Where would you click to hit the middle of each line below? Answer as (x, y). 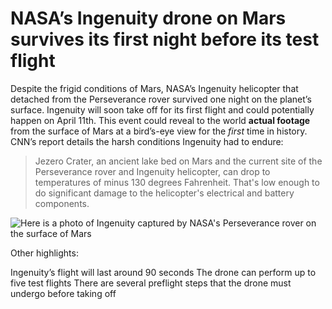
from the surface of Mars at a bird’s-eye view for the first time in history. (159, 131)
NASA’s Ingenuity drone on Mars (148, 18)
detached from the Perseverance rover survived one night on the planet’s (161, 99)
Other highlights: (44, 253)
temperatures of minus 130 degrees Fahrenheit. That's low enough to (177, 182)
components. (62, 203)
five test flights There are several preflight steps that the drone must (151, 283)
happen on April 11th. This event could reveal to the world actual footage (160, 120)
